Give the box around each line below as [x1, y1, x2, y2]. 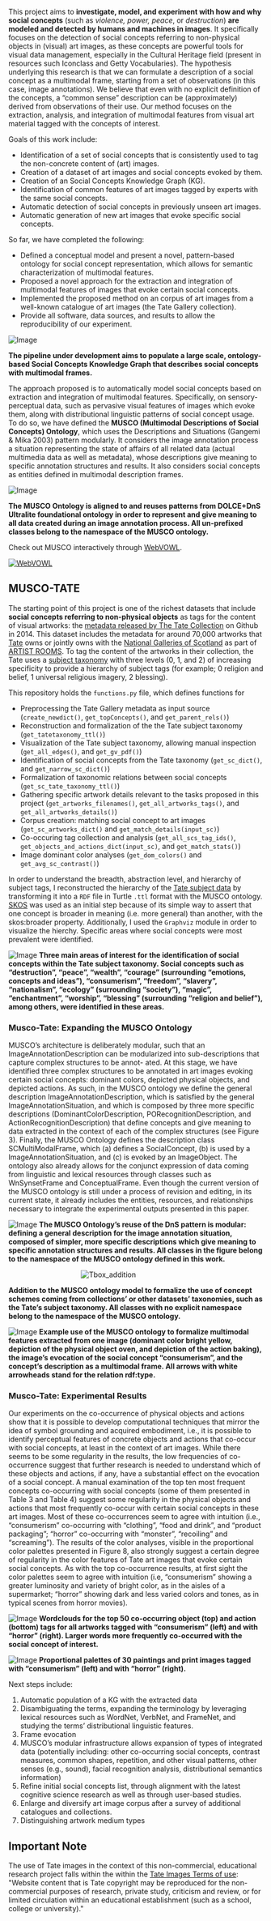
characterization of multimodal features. [19, 267, 155, 277]
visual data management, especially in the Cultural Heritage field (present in [8, 50, 261, 59]
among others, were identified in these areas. [8, 1001, 165, 1011]
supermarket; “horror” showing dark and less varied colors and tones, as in [8, 1590, 260, 1599]
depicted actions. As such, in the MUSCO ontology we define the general [8, 1083, 252, 1093]
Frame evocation [19, 1730, 77, 1740]
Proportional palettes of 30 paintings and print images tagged [39, 1655, 252, 1665]
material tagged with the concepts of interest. [8, 119, 160, 128]
